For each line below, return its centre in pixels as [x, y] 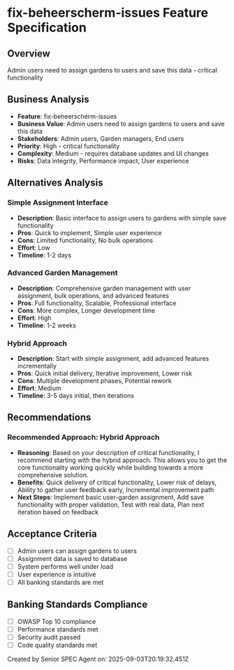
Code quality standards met [57, 645]
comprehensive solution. [53, 475]
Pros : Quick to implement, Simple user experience [89, 232]
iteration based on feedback [58, 512]
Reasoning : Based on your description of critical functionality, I [108, 452]
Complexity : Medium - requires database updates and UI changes [113, 153]
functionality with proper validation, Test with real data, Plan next [111, 505]
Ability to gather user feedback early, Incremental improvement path [116, 489]
